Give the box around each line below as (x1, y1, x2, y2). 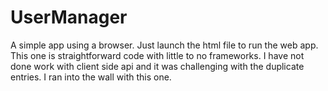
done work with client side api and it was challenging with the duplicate (10, 60, 305, 72)
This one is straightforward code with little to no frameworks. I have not (10, 49, 305, 61)
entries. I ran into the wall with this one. (10, 71, 172, 83)
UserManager (10, 6, 128, 29)
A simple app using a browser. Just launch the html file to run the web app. (10, 39, 319, 51)
